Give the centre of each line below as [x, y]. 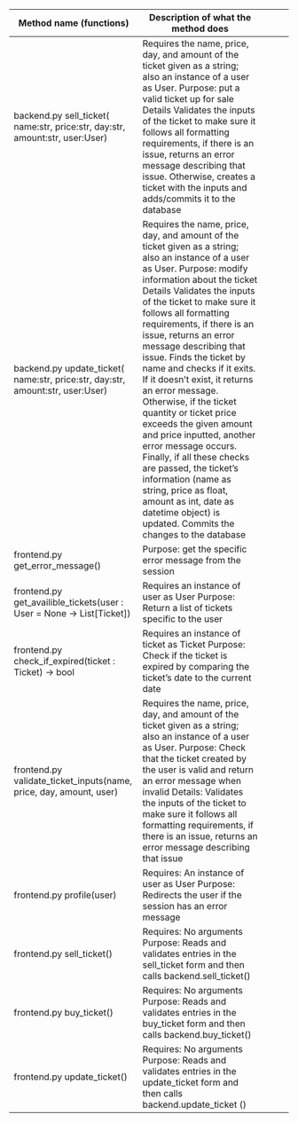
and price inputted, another [199, 435]
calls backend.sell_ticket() [196, 976]
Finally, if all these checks [196, 457]
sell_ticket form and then [194, 965]
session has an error [185, 906]
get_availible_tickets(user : [69, 602]
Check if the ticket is [185, 655]
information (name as [187, 479]
